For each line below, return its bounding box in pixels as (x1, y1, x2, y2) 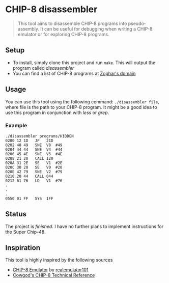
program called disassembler (12, 65, 74, 71)
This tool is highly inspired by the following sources (5, 257, 113, 263)
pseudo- (128, 20, 146, 26)
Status (5, 210, 27, 218)
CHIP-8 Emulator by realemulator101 (12, 267, 89, 273)
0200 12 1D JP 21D (5, 138, 53, 143)
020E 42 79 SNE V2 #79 (5, 169, 63, 174)
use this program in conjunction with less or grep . (5, 109, 109, 116)
